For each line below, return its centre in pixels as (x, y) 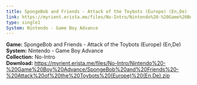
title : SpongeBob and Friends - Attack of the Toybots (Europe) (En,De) (97, 11)
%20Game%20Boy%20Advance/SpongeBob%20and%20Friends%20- (93, 69)
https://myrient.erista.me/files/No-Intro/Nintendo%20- (100, 63)
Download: (20, 63)
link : (13, 17)
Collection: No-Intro (31, 57)
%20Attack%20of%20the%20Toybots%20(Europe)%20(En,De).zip (88, 76)
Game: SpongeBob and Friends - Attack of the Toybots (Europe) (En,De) (94, 45)
